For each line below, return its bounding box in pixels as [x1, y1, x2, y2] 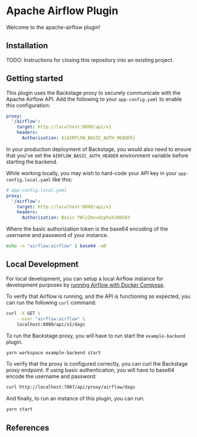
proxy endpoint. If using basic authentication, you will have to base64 [6, 367, 175, 374]
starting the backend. [6, 158, 58, 165]
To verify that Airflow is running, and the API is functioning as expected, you [6, 293, 191, 300]
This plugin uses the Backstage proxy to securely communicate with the [6, 89, 181, 96]
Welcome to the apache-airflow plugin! [6, 24, 101, 31]
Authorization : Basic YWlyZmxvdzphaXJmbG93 [21, 215, 131, 221]
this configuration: [6, 101, 51, 109]
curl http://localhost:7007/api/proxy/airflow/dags [6, 385, 135, 390]
